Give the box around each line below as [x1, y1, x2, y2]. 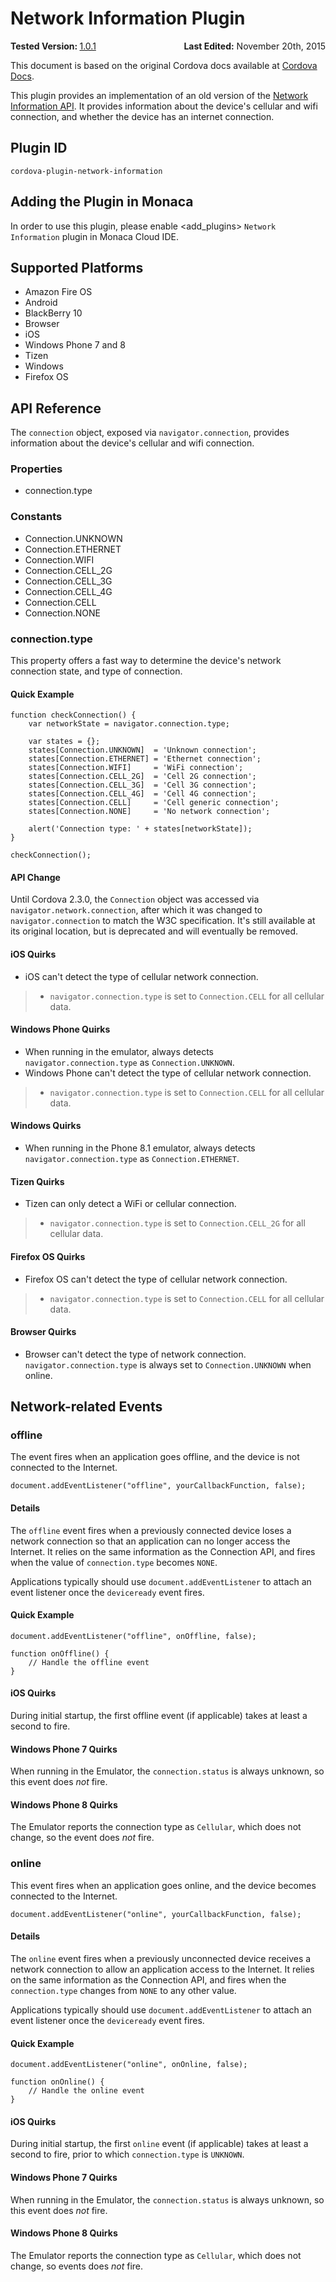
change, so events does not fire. [10, 2260, 144, 2272]
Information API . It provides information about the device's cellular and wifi [10, 100, 318, 112]
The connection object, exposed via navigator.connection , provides [10, 427, 290, 439]
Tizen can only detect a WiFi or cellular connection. [24, 1198, 237, 1210]
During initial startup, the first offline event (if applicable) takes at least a [10, 1710, 308, 1721]
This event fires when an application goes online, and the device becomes [10, 1879, 317, 1891]
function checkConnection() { [10, 710, 137, 721]
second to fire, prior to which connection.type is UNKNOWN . [10, 2148, 245, 2161]
